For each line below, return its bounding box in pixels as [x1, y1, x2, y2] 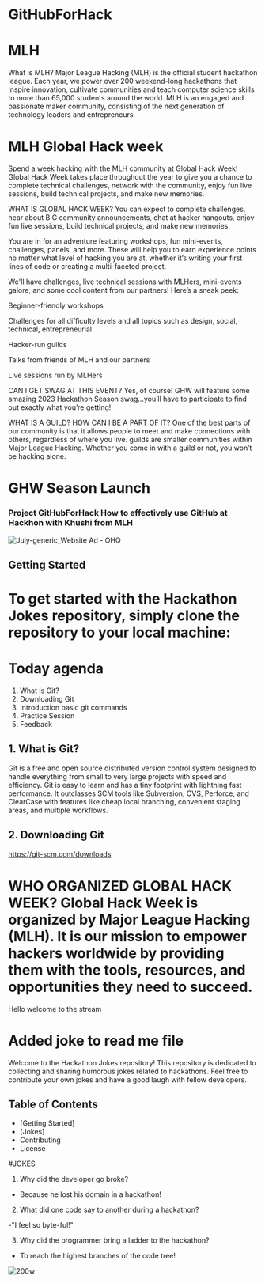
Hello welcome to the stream [8, 1004, 102, 1013]
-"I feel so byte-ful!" [8, 1221, 74, 1230]
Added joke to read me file [8, 1031, 184, 1050]
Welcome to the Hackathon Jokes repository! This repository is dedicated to [8, 1058, 257, 1067]
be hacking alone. [8, 452, 66, 461]
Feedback [19, 720, 53, 729]
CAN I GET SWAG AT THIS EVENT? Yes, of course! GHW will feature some [8, 386, 251, 395]
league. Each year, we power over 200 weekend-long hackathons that [8, 77, 237, 86]
